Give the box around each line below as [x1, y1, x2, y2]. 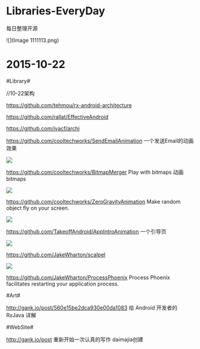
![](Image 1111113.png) [6, 36, 59, 44]
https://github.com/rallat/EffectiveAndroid [6, 113, 109, 120]
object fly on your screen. [6, 204, 70, 212]
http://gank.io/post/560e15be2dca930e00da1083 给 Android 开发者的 [6, 304, 178, 311]
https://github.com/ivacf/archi [6, 124, 80, 132]
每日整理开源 [6, 25, 38, 32]
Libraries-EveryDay [6, 4, 106, 18]
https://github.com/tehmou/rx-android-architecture [6, 102, 133, 109]
